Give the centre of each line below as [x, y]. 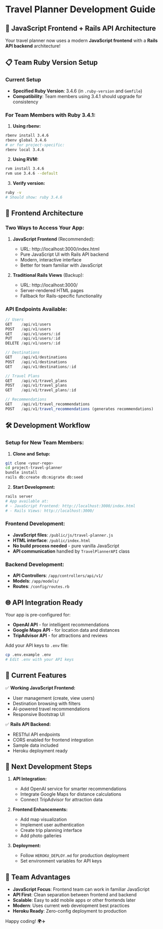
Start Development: [34, 487]
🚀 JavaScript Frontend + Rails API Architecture [81, 28]
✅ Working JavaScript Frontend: [40, 687]
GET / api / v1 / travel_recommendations [48, 404]
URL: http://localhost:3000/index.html [60, 249]
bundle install [21, 473]
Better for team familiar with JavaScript [61, 265]
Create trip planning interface [51, 830]
